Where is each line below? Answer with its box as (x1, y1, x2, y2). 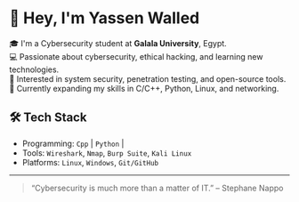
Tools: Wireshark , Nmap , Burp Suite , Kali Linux (21, 147, 192, 158)
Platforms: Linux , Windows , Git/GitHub (21, 157, 158, 167)
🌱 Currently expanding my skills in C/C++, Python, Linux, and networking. (9, 83, 279, 93)
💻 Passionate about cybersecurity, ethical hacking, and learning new (9, 51, 263, 61)
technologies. (9, 64, 60, 75)
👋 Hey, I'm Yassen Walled (9, 8, 200, 28)
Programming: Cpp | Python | (21, 138, 125, 149)
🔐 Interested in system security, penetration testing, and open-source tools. (9, 73, 287, 84)
